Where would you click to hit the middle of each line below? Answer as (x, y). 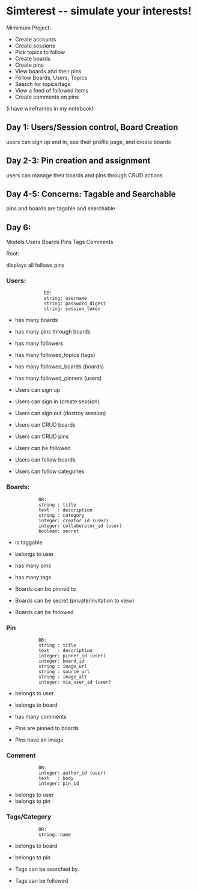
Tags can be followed (41, 880)
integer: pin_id (59, 784)
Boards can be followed (44, 612)
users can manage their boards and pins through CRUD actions (85, 175)
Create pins (29, 65)
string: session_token (72, 309)
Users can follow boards (45, 460)
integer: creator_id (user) (74, 520)
